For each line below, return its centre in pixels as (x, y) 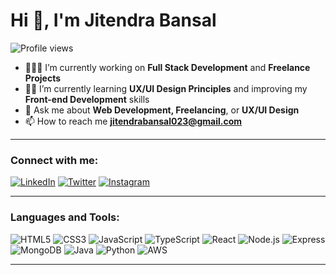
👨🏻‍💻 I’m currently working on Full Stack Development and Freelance (167, 67)
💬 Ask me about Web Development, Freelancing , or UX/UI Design (162, 110)
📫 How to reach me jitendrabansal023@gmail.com (133, 121)
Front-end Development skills (87, 99)
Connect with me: (54, 160)
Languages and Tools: (65, 217)
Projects (43, 78)
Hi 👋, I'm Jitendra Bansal (113, 20)
